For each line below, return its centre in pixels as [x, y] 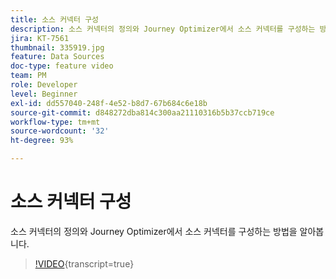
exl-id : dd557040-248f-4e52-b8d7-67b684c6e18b [109, 103]
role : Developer [44, 85]
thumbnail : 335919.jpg [57, 47]
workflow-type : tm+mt [55, 122]
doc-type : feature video [62, 66]
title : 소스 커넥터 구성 [55, 19]
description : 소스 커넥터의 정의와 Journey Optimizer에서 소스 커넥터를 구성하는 [163, 29]
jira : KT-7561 [40, 38]
